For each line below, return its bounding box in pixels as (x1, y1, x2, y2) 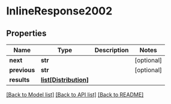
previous (9, 66, 35, 74)
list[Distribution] (41, 76, 89, 84)
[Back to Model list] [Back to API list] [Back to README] (6, 91, 144, 98)
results (9, 76, 30, 84)
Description (94, 46, 129, 54)
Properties (6, 28, 47, 38)
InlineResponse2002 (6, 4, 113, 18)
